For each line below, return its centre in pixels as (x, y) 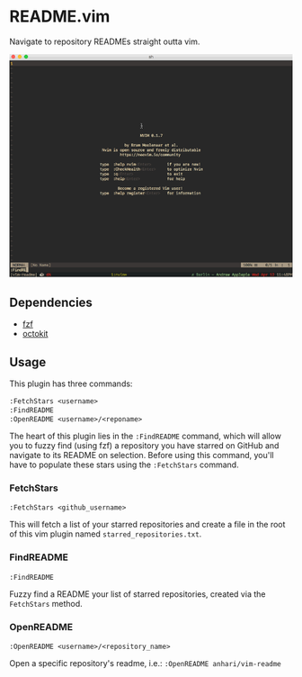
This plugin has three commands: (71, 384)
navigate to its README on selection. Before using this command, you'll (142, 456)
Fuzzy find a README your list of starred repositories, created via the (138, 594)
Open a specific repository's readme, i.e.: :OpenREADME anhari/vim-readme (145, 663)
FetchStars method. (46, 603)
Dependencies (51, 302)
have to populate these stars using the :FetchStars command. (124, 465)
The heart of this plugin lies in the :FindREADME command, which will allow (145, 436)
